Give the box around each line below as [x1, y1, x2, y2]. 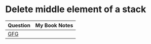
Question [8, 22, 30, 29]
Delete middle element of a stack [5, 4, 146, 15]
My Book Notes [35, 22, 73, 29]
